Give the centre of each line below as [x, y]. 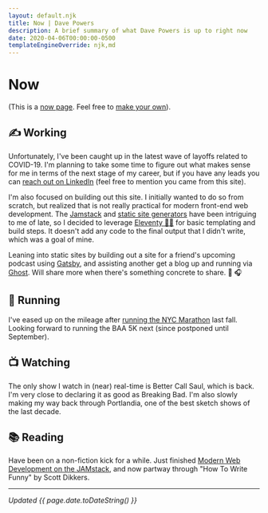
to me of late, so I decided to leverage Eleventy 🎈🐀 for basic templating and [132, 222]
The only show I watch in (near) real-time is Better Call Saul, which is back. [132, 386]
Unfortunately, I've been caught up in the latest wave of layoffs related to [128, 156]
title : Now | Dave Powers [51, 23]
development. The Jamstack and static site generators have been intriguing [132, 214]
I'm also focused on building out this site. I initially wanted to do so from [126, 197]
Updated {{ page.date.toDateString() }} [73, 500]
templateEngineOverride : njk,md [62, 45]
